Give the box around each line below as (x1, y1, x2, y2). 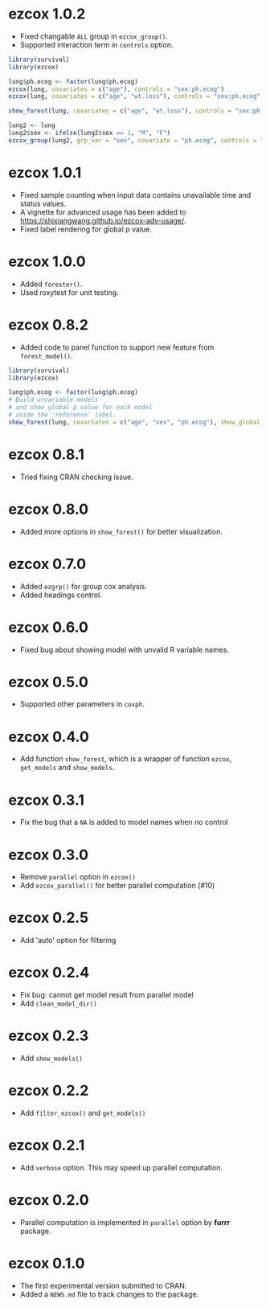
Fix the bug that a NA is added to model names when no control (19, 817, 229, 827)
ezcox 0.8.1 (8, 445, 84, 463)
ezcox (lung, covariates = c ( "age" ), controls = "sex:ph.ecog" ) (8, 85, 225, 93)
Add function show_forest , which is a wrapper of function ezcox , (19, 754, 232, 764)
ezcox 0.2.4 (8, 964, 90, 981)
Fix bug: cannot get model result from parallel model (19, 990, 194, 1000)
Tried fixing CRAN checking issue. (19, 472, 134, 481)
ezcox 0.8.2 (8, 315, 88, 334)
